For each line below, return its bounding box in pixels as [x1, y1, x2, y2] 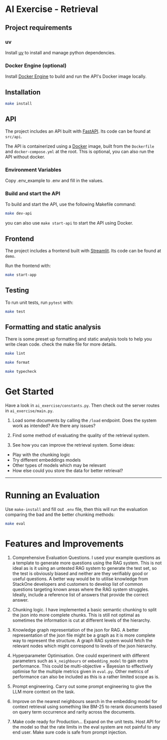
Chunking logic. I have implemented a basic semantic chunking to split [12, 606, 157, 612]
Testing [5, 286, 29, 295]
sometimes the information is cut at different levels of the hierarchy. [12, 617, 151, 623]
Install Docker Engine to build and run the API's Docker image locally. [5, 73, 147, 79]
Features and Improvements [5, 538, 124, 549]
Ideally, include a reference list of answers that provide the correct [12, 591, 149, 597]
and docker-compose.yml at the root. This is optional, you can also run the [5, 148, 154, 154]
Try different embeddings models [12, 457, 81, 463]
